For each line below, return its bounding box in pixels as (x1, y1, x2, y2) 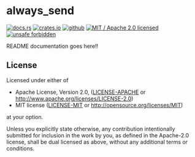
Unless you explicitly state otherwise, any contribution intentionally (6, 125, 175, 132)
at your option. (6, 113, 44, 120)
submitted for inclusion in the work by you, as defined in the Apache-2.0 (6, 131, 189, 139)
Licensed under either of (6, 76, 69, 83)
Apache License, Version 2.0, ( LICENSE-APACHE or (15, 88, 146, 96)
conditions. (6, 145, 35, 152)
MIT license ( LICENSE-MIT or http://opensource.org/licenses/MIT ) (15, 101, 183, 109)
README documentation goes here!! (6, 42, 99, 50)
